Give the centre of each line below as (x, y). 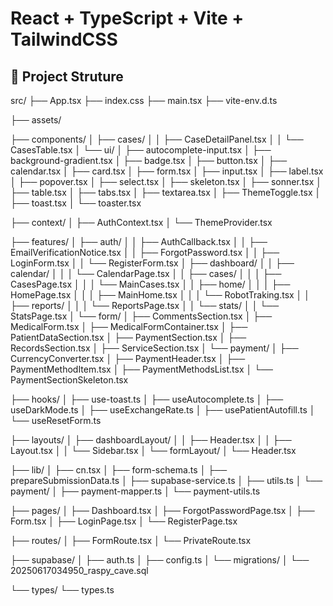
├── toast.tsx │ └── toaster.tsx (76, 203)
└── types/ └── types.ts (62, 590)
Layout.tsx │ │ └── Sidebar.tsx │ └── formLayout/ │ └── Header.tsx (153, 450)
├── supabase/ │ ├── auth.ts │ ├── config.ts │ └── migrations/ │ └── (160, 560)
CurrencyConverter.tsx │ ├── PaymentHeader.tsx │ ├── (128, 358)
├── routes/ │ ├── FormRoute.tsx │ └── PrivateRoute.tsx (131, 540)
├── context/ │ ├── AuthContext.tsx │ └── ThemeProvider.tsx (141, 222)
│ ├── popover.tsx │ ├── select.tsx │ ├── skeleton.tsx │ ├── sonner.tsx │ (166, 181)
